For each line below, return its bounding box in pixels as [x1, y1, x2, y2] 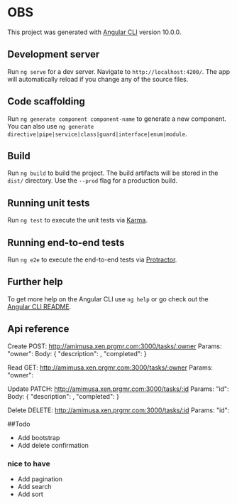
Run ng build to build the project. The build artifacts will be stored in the [7, 168, 219, 178]
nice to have [7, 459, 51, 468]
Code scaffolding [7, 95, 85, 107]
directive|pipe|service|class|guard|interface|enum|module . [7, 129, 187, 138]
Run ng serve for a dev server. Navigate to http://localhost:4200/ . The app [7, 67, 231, 75]
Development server [7, 48, 100, 60]
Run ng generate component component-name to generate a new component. [7, 114, 227, 123]
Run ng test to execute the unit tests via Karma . [7, 216, 148, 225]
